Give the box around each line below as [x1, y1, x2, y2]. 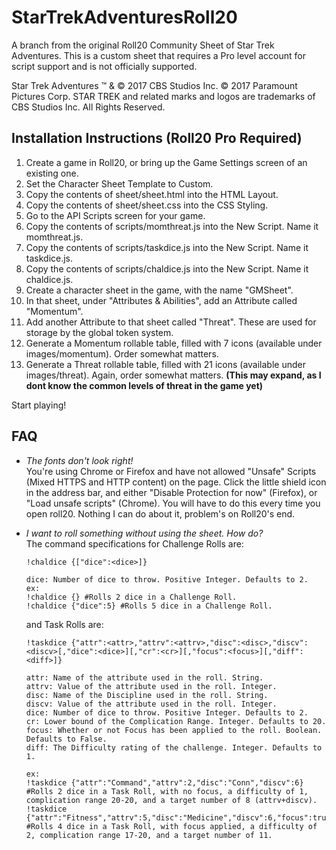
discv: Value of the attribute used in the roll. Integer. [25, 699, 278, 709]
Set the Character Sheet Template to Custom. [25, 177, 214, 190]
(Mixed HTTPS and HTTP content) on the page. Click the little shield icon [25, 476, 327, 488]
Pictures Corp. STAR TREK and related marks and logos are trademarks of [11, 90, 316, 102]
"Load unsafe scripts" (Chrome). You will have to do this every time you [25, 497, 321, 509]
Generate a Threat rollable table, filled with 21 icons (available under [25, 358, 306, 370]
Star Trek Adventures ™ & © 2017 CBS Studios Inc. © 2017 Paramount [11, 79, 298, 91]
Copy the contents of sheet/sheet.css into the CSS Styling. [25, 199, 269, 211]
